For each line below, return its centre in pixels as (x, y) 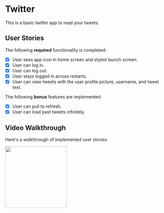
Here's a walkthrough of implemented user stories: (57, 139)
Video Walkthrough (35, 128)
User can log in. (28, 65)
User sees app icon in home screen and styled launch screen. (75, 60)
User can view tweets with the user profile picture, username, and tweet (85, 82)
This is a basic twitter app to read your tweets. (52, 23)
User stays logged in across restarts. (49, 76)
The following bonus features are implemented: (53, 97)
